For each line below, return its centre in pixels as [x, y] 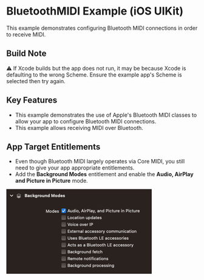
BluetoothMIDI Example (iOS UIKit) [95, 11]
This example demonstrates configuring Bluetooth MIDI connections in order [102, 28]
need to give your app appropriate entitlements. [75, 168]
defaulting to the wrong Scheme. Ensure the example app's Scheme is [94, 75]
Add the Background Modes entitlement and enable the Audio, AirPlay [104, 174]
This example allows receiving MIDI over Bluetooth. [79, 128]
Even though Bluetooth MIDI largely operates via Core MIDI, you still [100, 162]
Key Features [32, 101]
